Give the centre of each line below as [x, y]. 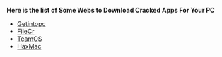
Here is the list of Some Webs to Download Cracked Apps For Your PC [111, 10]
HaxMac [29, 46]
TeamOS [29, 39]
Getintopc [31, 24]
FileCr [25, 31]
